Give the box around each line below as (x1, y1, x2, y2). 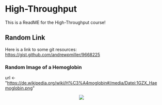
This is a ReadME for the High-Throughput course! (5, 19, 106, 25)
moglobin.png (5, 85, 33, 91)
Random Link (5, 34, 46, 42)
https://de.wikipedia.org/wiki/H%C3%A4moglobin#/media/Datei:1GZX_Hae (7, 80, 158, 86)
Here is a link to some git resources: (5, 46, 77, 52)
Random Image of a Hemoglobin (5, 64, 82, 70)
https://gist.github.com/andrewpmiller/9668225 (5, 52, 100, 57)
